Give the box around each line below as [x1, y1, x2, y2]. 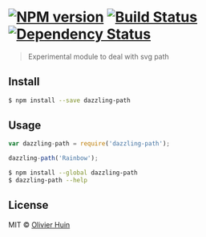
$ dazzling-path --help [8, 177, 88, 185]
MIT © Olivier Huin [8, 219, 71, 229]
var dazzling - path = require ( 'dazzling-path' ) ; [8, 140, 171, 148]
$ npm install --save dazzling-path [8, 96, 131, 104]
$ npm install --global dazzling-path [8, 169, 138, 177]
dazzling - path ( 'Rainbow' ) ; [8, 154, 99, 162]
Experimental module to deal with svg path [27, 51, 170, 61]
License [8, 198, 49, 212]
